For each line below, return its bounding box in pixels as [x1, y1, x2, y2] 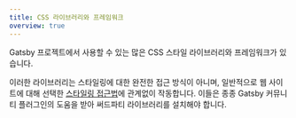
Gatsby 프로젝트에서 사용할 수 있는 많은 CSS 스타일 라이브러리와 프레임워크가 [9, 46, 277, 58]
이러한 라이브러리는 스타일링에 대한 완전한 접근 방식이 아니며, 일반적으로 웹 [9, 76, 268, 87]
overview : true [9, 21, 66, 30]
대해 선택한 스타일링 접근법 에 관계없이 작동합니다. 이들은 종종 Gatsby [25, 88, 264, 98]
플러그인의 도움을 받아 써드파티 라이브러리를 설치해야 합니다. [18, 98, 228, 109]
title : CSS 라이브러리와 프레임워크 [9, 12, 124, 22]
